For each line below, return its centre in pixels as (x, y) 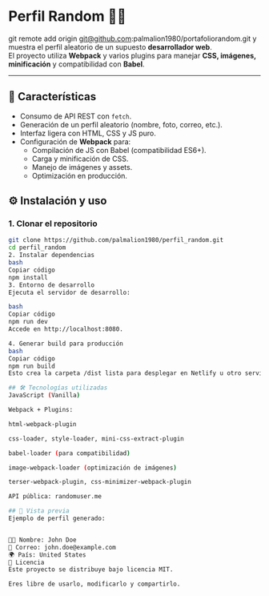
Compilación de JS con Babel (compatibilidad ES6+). (119, 150)
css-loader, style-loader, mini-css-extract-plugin (96, 439)
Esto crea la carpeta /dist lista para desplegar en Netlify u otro (125, 373)
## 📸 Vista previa (39, 511)
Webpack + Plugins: (41, 410)
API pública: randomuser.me (55, 497)
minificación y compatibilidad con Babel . (77, 64)
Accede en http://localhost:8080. (66, 329)
